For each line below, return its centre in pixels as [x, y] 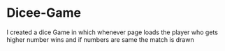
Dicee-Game [44, 13]
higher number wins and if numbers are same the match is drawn [100, 39]
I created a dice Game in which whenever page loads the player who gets [112, 32]
